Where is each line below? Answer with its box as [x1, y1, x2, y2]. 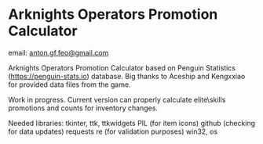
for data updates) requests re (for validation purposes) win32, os [8, 127, 218, 136]
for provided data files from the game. [8, 80, 131, 89]
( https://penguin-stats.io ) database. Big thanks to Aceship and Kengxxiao [8, 71, 246, 81]
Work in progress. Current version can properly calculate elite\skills [8, 95, 226, 104]
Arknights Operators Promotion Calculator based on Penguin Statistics [8, 63, 236, 72]
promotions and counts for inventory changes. [8, 103, 159, 113]
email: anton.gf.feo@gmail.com [8, 48, 109, 57]
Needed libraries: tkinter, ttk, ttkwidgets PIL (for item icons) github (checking [8, 118, 256, 128]
